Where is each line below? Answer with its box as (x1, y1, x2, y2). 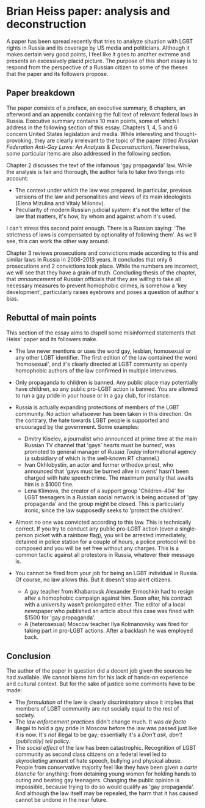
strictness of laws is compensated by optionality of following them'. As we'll (6, 231, 197, 238)
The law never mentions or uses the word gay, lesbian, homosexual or (15, 347, 192, 355)
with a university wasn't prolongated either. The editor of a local (24, 600, 185, 608)
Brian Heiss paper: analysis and (6, 4, 170, 18)
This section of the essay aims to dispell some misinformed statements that (6, 329, 196, 336)
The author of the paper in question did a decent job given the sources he (6, 667, 192, 674)
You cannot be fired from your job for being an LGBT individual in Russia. (15, 569, 198, 576)
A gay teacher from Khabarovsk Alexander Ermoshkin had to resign (24, 587, 194, 595)
